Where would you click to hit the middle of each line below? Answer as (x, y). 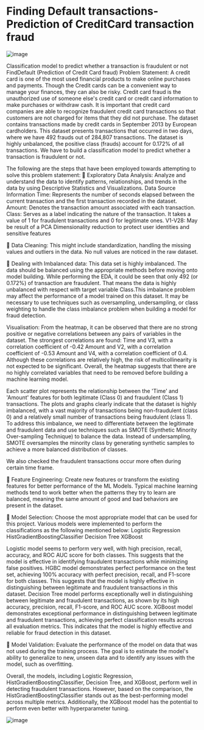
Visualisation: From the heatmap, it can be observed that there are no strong (102, 327)
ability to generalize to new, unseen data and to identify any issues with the (100, 657)
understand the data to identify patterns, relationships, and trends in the (97, 181)
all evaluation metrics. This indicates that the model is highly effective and (99, 626)
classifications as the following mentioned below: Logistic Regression (93, 530)
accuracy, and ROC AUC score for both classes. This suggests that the (95, 555)
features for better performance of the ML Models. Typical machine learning (102, 486)
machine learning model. (37, 379)
